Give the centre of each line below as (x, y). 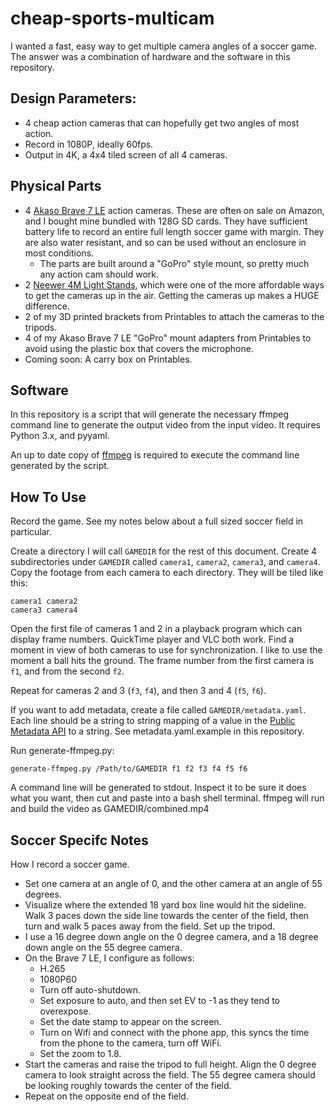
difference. (47, 306)
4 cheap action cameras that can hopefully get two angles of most (162, 123)
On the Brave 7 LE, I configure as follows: (109, 958)
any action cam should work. (99, 274)
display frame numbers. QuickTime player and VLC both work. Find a (152, 639)
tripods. (41, 327)
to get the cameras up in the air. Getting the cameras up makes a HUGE (172, 295)
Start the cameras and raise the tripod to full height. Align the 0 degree (170, 1064)
